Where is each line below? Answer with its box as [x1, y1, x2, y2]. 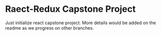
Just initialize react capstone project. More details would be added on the [5, 20, 156, 26]
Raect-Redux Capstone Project [5, 3, 136, 15]
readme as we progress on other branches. [5, 25, 94, 31]
